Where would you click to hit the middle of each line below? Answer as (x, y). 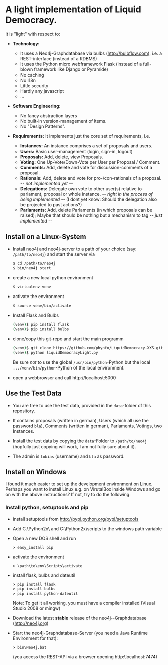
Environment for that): (35, 638)
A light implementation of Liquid (73, 9)
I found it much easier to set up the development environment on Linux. (79, 484)
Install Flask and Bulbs (36, 315)
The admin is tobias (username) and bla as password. (68, 456)
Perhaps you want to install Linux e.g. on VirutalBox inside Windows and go (83, 489)
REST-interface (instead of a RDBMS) (58, 58)
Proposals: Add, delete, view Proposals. (61, 157)
